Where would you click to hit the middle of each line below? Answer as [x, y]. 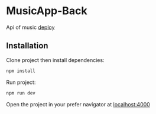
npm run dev [21, 93]
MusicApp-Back [47, 11]
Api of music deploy [30, 27]
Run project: [21, 82]
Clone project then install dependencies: [55, 60]
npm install [21, 71]
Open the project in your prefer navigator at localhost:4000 [78, 104]
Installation [27, 46]
